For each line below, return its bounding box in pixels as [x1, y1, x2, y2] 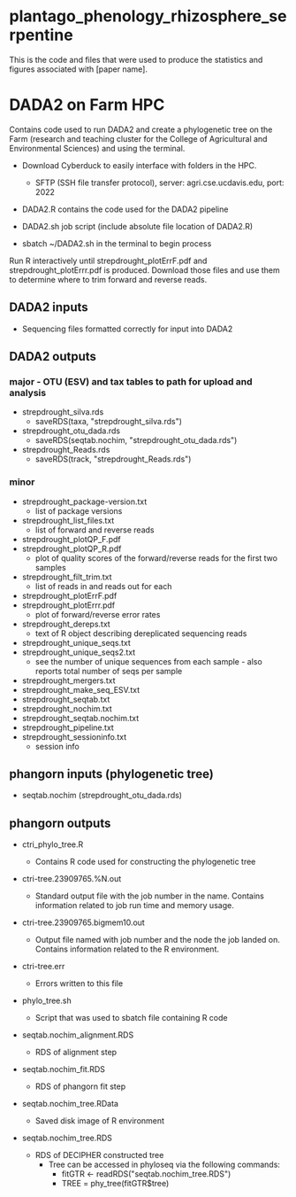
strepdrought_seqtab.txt [21, 694, 110, 704]
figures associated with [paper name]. [9, 64, 148, 74]
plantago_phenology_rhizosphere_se [9, 6, 287, 27]
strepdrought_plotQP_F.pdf [21, 533, 121, 544]
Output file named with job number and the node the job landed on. [34, 935, 281, 945]
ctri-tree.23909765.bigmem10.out [21, 917, 146, 928]
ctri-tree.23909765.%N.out [21, 874, 122, 884]
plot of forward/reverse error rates [34, 609, 161, 619]
